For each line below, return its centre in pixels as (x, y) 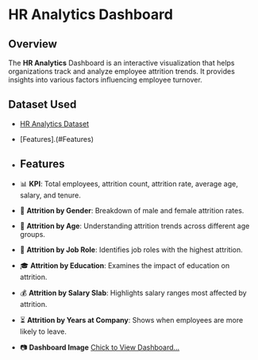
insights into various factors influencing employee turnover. (105, 80)
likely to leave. (43, 331)
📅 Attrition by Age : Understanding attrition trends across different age (135, 226)
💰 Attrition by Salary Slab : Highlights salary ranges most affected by (133, 293)
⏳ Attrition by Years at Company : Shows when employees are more (131, 320)
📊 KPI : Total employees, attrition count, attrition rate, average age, (129, 183)
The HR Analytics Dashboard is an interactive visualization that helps (121, 63)
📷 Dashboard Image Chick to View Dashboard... (100, 347)
